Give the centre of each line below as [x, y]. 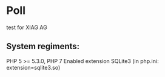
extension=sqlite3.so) [33, 67]
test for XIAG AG [27, 27]
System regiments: [43, 46]
